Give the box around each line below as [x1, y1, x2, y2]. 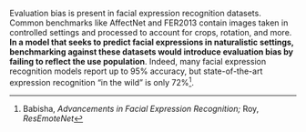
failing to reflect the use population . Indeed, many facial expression [9, 56, 267, 66]
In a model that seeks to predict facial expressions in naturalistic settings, [9, 36, 294, 47]
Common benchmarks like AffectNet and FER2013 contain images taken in [9, 17, 289, 28]
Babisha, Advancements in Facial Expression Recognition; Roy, [22, 103, 260, 114]
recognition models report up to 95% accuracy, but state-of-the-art [9, 66, 263, 76]
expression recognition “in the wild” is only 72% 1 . [9, 76, 194, 87]
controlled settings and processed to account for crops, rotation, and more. [9, 27, 292, 37]
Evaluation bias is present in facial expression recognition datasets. [9, 8, 261, 18]
